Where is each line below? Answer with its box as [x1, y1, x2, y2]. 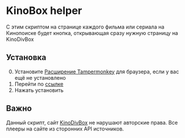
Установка [6, 52, 47, 62]
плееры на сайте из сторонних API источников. [6, 125, 124, 132]
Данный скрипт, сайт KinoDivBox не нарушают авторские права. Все [6, 119, 178, 126]
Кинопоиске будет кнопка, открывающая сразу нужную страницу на [6, 29, 179, 36]
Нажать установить [14, 86, 64, 94]
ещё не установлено [14, 74, 66, 81]
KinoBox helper [6, 4, 82, 17]
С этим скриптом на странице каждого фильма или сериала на [6, 23, 165, 30]
